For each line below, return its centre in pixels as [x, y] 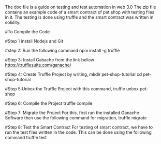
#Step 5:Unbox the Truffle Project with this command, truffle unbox [72, 89]
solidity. [13, 22]
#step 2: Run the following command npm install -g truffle [62, 50]
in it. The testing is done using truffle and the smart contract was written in [79, 17]
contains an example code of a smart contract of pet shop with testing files [80, 12]
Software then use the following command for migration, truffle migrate [76, 118]
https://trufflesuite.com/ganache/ [38, 65]
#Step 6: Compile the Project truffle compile [49, 103]
